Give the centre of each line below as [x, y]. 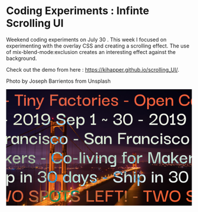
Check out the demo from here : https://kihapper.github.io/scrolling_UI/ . [93, 69]
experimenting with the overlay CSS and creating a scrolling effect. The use [98, 46]
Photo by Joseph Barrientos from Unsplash [58, 81]
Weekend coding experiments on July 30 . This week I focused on [86, 39]
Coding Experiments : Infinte [77, 11]
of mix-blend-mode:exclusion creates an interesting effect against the [91, 52]
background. [22, 58]
